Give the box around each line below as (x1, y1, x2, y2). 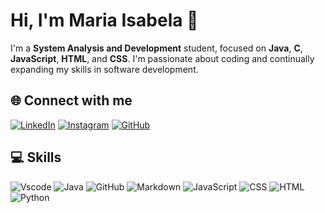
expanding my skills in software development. (10, 63, 199, 75)
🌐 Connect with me (10, 92, 133, 109)
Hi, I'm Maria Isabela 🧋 (10, 9, 199, 32)
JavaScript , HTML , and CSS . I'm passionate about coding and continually (10, 52, 315, 64)
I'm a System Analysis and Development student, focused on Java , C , (10, 42, 303, 54)
